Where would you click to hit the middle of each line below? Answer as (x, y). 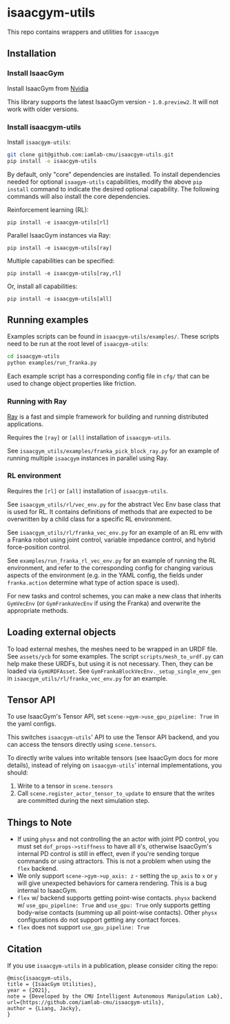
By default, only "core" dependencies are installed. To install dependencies (114, 174)
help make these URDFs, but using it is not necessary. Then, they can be (110, 663)
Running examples (48, 320)
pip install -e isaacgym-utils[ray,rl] (64, 273)
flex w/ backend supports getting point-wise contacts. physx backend (117, 898)
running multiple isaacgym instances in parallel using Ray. (88, 458)
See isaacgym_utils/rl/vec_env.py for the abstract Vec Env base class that (114, 504)
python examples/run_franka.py (52, 363)
